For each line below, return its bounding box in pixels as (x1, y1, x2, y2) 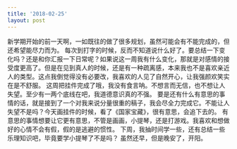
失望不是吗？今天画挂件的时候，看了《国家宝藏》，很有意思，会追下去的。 (7, 107, 221, 116)
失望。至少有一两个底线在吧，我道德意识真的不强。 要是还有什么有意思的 (7, 89, 219, 98)
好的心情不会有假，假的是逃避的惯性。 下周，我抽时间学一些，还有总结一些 (7, 124, 226, 134)
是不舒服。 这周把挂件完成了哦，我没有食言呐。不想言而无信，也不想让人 (13, 81, 226, 89)
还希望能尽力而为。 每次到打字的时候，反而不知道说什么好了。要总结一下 (7, 46, 219, 54)
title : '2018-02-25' (7, 10, 68, 18)
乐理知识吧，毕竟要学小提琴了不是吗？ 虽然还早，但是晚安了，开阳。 (7, 134, 207, 142)
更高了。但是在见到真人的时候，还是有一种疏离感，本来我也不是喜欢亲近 (19, 63, 230, 72)
